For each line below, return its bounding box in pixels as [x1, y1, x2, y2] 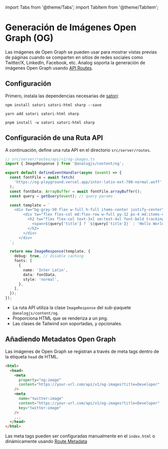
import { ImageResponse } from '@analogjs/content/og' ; [5, 161, 124, 166]
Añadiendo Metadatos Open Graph [5, 335, 116, 344]
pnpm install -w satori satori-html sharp [5, 120, 95, 125]
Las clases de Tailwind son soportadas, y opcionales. [12, 321, 122, 327]
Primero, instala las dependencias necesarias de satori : [5, 93, 119, 99]
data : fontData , [23, 272, 57, 277]
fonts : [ [14, 258, 32, 264]
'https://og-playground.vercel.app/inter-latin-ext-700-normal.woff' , [14, 180, 164, 185]
